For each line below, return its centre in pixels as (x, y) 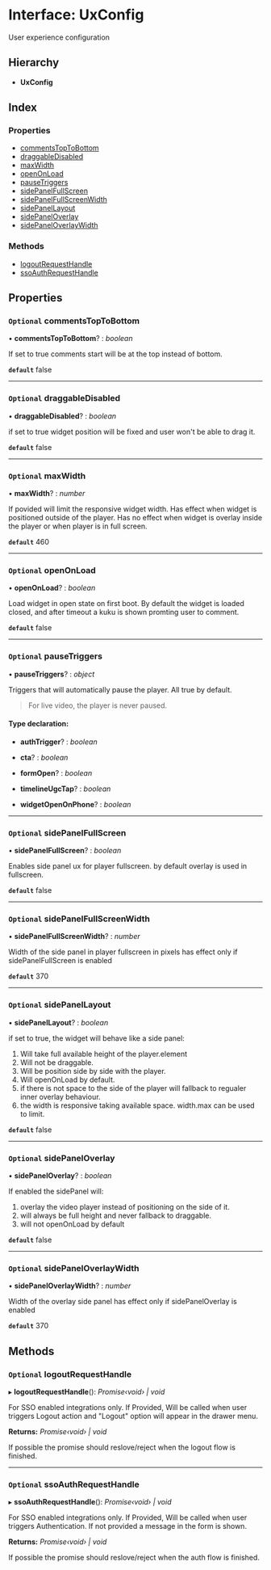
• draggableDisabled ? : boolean (63, 416)
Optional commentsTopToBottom (74, 321)
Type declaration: (39, 724)
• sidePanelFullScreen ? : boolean (65, 851)
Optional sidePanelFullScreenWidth (79, 919)
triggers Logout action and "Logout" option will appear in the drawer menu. (133, 1416)
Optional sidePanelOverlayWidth (74, 1268)
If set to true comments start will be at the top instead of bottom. (116, 354)
